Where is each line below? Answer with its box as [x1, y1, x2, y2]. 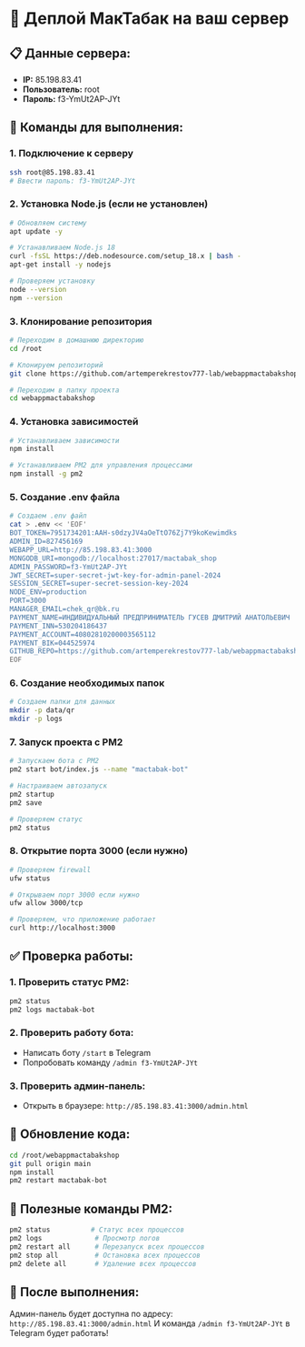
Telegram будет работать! [9, 1328, 109, 1339]
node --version [9, 285, 67, 294]
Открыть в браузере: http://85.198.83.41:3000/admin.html [22, 1101, 249, 1111]
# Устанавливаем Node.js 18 [9, 243, 116, 253]
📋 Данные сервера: [9, 45, 132, 61]
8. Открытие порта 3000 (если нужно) [9, 845, 189, 858]
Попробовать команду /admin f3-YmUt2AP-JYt [22, 1057, 198, 1068]
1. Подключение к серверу [9, 147, 134, 160]
